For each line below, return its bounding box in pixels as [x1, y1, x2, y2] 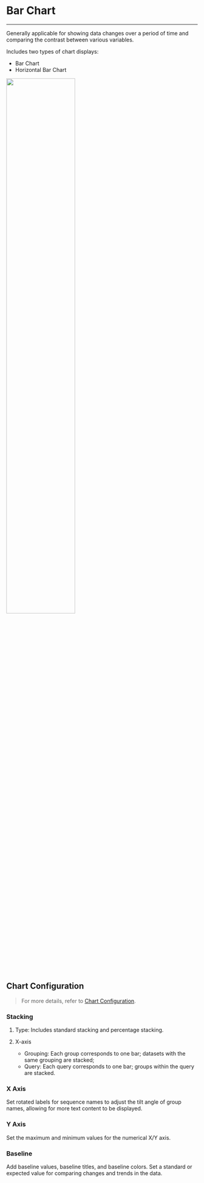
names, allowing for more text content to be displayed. [6, 1105, 143, 1112]
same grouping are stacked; [24, 1056, 95, 1064]
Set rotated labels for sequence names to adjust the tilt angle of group [6, 1098, 182, 1106]
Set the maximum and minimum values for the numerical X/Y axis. [6, 1134, 171, 1141]
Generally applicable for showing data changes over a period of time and [6, 29, 189, 37]
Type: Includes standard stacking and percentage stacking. [15, 1026, 164, 1034]
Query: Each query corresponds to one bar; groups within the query [24, 1063, 194, 1070]
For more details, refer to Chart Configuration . [21, 997, 136, 1004]
